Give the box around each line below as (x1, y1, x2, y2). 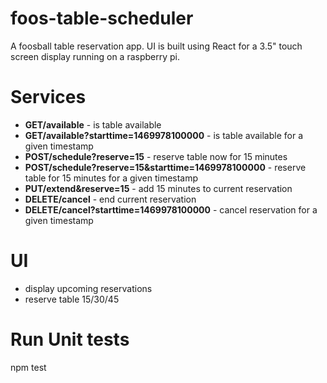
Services (10, 86, 87, 109)
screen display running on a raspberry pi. (10, 50, 181, 62)
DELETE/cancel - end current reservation (24, 193, 197, 205)
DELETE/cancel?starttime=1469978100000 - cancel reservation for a (24, 203, 318, 216)
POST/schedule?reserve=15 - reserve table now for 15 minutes (24, 150, 288, 162)
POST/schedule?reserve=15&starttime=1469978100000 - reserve (24, 161, 307, 173)
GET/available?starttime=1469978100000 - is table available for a (24, 129, 303, 141)
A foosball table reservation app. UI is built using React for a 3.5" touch (10, 40, 303, 52)
